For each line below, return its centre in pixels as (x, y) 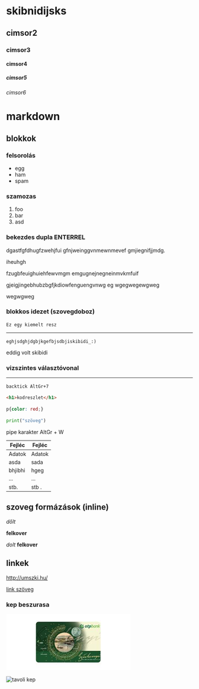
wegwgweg (20, 296)
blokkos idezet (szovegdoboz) (50, 312)
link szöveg (20, 589)
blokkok (21, 138)
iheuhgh (16, 262)
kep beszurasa (28, 605)
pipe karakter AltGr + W (35, 432)
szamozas (21, 196)
